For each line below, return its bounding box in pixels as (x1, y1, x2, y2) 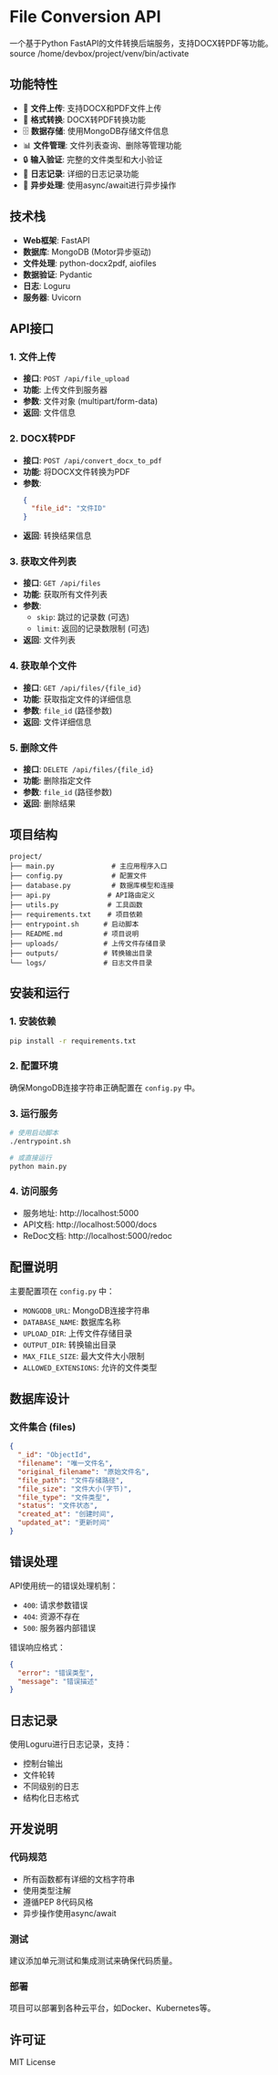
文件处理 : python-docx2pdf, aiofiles (22, 257, 157, 268)
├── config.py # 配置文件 (9, 871, 148, 881)
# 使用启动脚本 (9, 1129, 59, 1138)
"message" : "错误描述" (17, 1677, 98, 1686)
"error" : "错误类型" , (17, 1668, 94, 1678)
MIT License (9, 2057, 57, 2068)
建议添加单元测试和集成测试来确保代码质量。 (9, 1956, 178, 1967)
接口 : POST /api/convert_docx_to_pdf (22, 454, 162, 466)
